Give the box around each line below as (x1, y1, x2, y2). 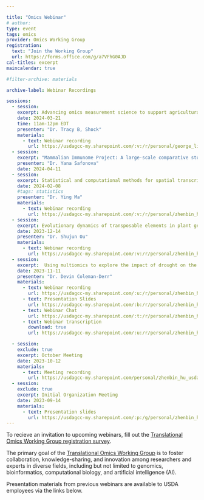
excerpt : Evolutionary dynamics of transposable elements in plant (17, 223, 191, 229)
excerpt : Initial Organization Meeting (17, 392, 118, 398)
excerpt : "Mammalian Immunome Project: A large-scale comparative (17, 155, 189, 161)
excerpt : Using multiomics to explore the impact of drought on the (17, 262, 197, 268)
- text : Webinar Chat (22, 307, 78, 313)
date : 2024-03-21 (17, 115, 61, 121)
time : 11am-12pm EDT (17, 120, 69, 127)
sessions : (6, 98, 32, 104)
